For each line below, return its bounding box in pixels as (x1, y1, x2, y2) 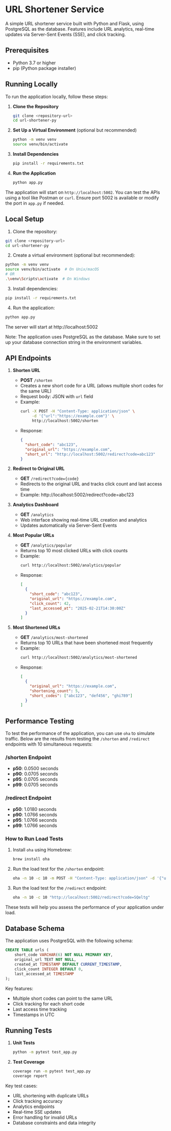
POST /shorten (20, 377, 53, 383)
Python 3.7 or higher (12, 60, 56, 66)
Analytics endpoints (12, 1103, 55, 1110)
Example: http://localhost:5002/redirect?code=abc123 (20, 491, 134, 498)
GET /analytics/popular (20, 542, 72, 548)
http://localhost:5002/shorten (32, 419, 99, 424)
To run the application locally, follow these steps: (5, 93, 108, 100)
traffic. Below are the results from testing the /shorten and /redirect (5, 736, 150, 742)
